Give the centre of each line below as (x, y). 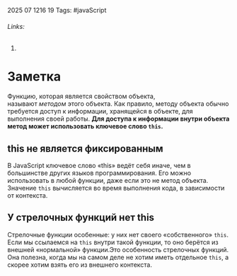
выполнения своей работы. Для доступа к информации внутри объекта (118, 119)
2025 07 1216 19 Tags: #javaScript (57, 10)
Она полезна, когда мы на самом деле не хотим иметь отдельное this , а (118, 257)
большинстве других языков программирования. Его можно (99, 173)
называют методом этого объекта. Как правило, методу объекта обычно (118, 104)
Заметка (34, 77)
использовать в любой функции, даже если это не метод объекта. (108, 180)
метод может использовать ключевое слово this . (85, 126)
